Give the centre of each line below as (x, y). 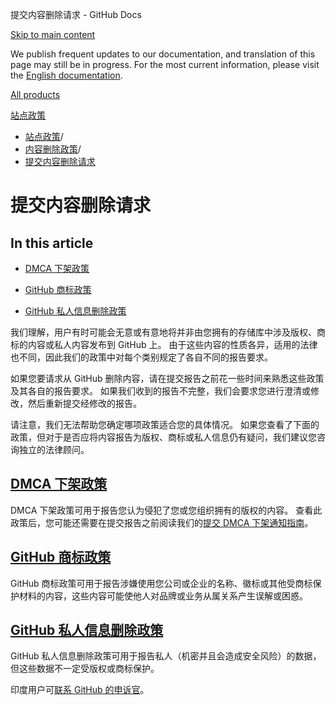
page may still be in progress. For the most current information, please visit (165, 64)
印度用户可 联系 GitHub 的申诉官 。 (80, 690)
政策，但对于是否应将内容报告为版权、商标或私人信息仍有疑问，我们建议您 (163, 437)
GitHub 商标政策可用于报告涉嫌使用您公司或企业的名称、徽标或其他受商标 (161, 583)
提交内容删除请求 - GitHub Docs (76, 14)
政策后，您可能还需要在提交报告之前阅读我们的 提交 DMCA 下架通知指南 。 (162, 522)
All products (35, 94)
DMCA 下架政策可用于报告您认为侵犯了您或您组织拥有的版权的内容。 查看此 (166, 510)
